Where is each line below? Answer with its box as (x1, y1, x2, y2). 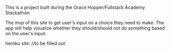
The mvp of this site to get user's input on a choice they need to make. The (5, 20, 164, 25)
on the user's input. (5, 31, 47, 36)
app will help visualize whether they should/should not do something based (5, 25, 165, 31)
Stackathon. (5, 10, 31, 16)
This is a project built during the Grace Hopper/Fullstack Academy (5, 5, 145, 10)
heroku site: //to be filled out (5, 40, 65, 46)
